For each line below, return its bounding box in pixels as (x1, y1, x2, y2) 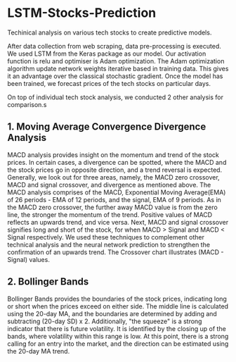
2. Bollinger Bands (7, 276, 89, 288)
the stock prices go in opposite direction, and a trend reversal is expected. (7, 166, 223, 174)
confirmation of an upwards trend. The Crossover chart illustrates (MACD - (7, 248, 224, 256)
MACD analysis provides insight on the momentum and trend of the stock (7, 150, 219, 159)
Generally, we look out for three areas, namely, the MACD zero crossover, (7, 173, 220, 181)
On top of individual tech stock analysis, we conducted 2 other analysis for (7, 93, 223, 101)
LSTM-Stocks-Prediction (7, 5, 157, 21)
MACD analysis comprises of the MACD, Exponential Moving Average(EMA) (7, 188, 226, 196)
